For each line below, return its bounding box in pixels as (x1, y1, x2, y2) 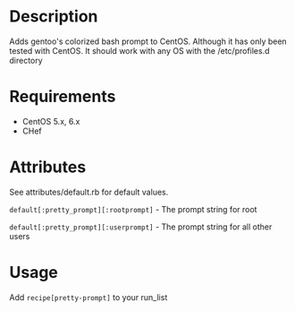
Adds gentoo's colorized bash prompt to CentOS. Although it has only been (9, 36, 288, 47)
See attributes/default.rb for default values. (9, 186, 169, 197)
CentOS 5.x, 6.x (21, 116, 80, 126)
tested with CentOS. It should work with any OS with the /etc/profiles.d (9, 45, 270, 56)
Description (9, 6, 98, 27)
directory (9, 55, 43, 65)
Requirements (9, 87, 116, 107)
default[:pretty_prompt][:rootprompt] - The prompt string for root (9, 203, 257, 214)
